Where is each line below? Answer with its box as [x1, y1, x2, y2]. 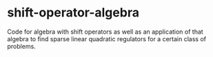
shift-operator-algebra [7, 5, 140, 21]
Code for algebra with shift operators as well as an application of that [7, 27, 203, 36]
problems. [7, 42, 36, 50]
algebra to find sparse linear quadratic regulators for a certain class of [7, 34, 207, 43]
